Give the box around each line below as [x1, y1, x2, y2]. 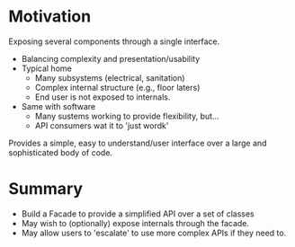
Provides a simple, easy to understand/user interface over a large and [8, 137, 267, 148]
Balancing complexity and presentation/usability [21, 53, 201, 64]
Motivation [8, 6, 92, 27]
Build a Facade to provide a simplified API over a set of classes [21, 208, 255, 219]
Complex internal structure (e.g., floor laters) [34, 82, 201, 93]
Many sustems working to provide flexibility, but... [34, 110, 219, 121]
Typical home [21, 63, 73, 74]
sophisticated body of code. [8, 146, 113, 158]
